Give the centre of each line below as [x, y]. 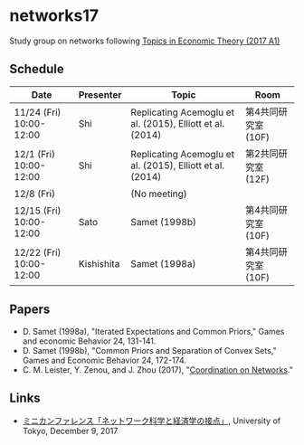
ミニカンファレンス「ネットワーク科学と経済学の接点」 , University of [152, 421]
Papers [30, 310]
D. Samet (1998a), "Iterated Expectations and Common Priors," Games [153, 331]
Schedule [37, 69]
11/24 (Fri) [38, 112]
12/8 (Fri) [35, 194]
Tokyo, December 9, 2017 [70, 431]
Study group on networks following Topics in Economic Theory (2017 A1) [145, 41]
